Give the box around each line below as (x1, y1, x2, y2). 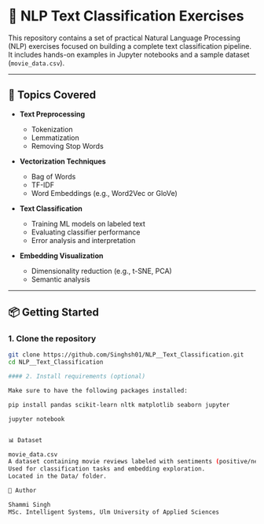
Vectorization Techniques (19, 157, 106, 166)
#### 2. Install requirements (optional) (8, 373, 146, 381)
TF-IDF (31, 180, 55, 190)
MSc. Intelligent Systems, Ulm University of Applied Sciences (8, 507, 220, 516)
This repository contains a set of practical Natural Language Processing (8, 33, 241, 42)
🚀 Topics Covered (8, 88, 97, 101)
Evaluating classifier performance (31, 227, 141, 237)
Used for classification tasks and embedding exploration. (8, 465, 206, 473)
